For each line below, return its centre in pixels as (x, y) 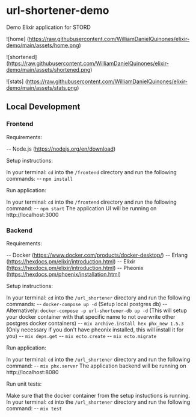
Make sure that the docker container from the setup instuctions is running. (98, 395)
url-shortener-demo (58, 11)
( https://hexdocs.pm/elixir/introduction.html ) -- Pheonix (75, 268)
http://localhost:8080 (32, 372)
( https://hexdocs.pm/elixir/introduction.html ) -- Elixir (71, 261)
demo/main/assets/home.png (43, 45)
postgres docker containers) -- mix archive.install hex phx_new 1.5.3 (95, 323)
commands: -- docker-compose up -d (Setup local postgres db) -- (87, 304)
